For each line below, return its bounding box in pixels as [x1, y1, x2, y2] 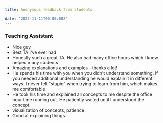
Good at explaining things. [12, 112, 66, 118]
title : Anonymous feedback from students [5, 7, 93, 12]
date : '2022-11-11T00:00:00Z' [5, 16, 68, 21]
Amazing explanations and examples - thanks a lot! [12, 65, 118, 71]
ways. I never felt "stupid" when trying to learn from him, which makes [12, 80, 158, 87]
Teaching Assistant [5, 33, 53, 40]
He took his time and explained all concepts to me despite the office [12, 91, 153, 97]
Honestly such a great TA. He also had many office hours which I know [12, 54, 158, 60]
